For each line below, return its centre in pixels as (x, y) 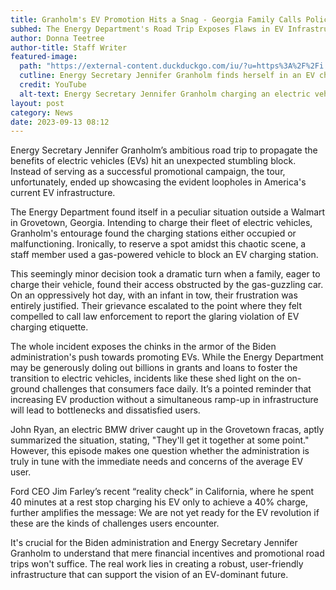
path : (31, 66)
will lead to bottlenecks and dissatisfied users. (105, 410)
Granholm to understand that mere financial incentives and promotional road (167, 553)
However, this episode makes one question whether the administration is (160, 451)
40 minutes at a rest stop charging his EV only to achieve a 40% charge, (159, 502)
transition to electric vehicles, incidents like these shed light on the (147, 378)
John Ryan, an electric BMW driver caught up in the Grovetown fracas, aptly (167, 430)
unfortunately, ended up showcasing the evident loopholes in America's (158, 182)
